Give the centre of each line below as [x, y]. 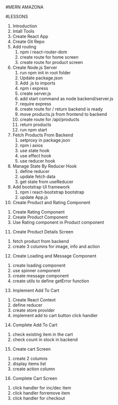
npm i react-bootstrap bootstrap [52, 192]
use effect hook [35, 156]
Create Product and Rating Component [51, 202]
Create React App [30, 36]
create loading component [39, 265]
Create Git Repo [29, 42]
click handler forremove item [41, 393]
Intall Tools [23, 31]
